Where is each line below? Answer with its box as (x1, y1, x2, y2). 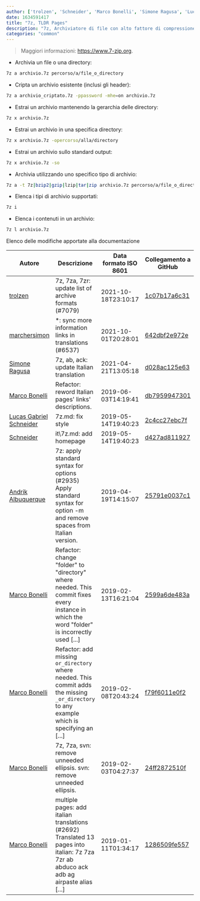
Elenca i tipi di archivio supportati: (14, 193, 98, 200)
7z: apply (55, 447, 82, 455)
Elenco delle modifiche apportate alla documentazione (6, 237, 140, 245)
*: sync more (55, 316, 92, 325)
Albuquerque (9, 495, 46, 504)
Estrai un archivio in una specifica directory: (14, 126, 123, 133)
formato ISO (102, 259, 138, 267)
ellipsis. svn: (55, 764, 90, 772)
